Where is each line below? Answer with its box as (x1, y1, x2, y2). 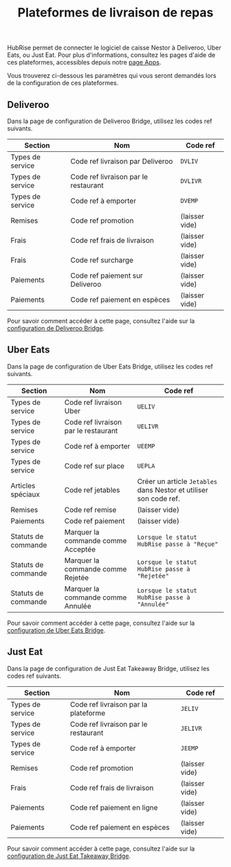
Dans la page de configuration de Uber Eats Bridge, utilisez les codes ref (7, 362, 213, 371)
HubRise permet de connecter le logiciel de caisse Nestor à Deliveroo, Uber (7, 43, 221, 52)
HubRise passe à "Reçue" (137, 540, 219, 548)
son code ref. (137, 494, 180, 503)
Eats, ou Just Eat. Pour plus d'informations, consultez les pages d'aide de (7, 51, 216, 59)
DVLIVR (180, 177, 202, 185)
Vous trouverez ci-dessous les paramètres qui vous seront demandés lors (7, 72, 217, 80)
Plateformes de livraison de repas (17, 5, 214, 21)
